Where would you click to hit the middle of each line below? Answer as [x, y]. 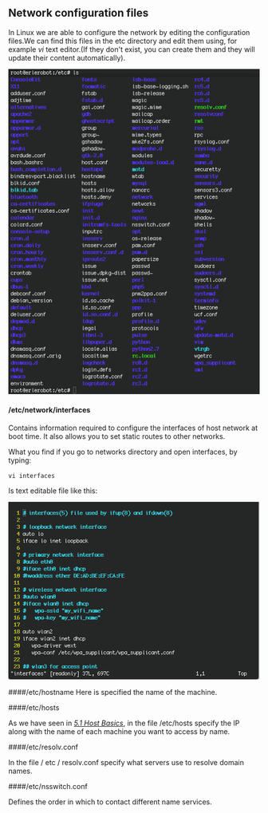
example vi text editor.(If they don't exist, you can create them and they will [132, 49]
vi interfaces [32, 476]
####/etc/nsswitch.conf [48, 786]
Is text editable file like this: [53, 491]
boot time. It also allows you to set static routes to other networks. [117, 436]
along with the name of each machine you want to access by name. [119, 731]
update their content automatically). [67, 57]
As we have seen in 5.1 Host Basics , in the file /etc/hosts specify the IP [124, 723]
